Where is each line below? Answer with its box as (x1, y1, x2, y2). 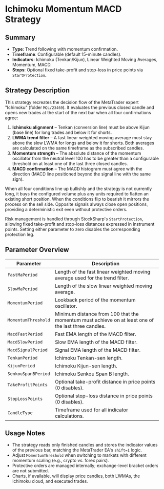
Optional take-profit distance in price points (55, 378, 156, 385)
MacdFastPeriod (7, 331, 43, 337)
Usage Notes (5, 429, 45, 438)
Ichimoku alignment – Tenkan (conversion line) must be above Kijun (12, 124, 150, 130)
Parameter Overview (5, 246, 69, 254)
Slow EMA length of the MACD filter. (55, 339, 138, 345)
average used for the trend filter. (55, 275, 129, 281)
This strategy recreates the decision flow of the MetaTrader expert (5, 99, 139, 105)
